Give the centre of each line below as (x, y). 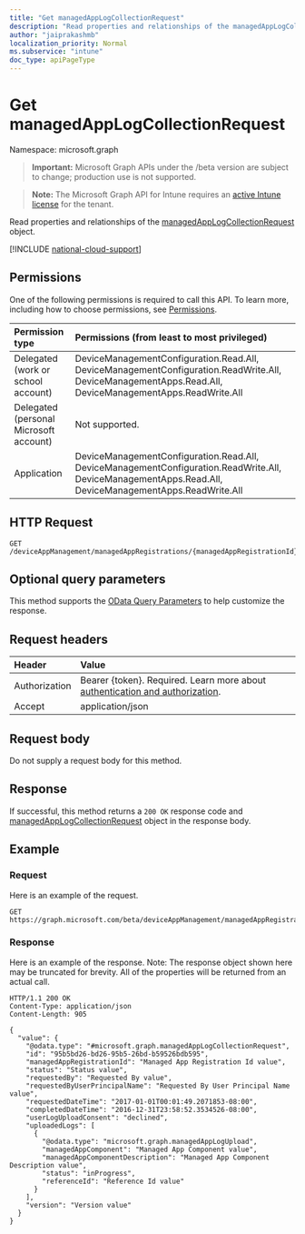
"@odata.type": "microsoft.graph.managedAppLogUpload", (150, 1141)
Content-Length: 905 (49, 1014)
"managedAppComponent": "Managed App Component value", (150, 1149)
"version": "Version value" (79, 1205)
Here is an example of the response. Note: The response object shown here (151, 962)
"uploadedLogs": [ (60, 1125)
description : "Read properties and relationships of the (119, 26)
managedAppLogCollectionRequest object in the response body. (130, 820)
